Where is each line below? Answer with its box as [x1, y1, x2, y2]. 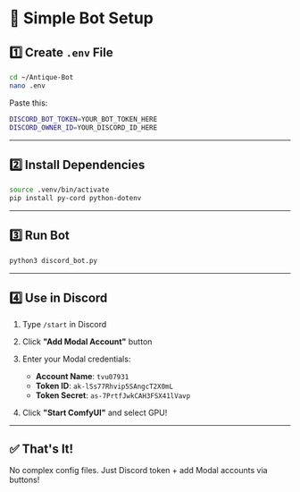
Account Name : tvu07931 [35, 370, 129, 381]
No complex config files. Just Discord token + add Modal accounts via [9, 465, 268, 476]
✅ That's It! [9, 441, 74, 456]
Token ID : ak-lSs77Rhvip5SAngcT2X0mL [35, 380, 174, 391]
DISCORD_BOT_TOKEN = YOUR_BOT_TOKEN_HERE [9, 115, 158, 123]
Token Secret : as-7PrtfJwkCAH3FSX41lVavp [35, 389, 191, 401]
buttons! [9, 474, 40, 486]
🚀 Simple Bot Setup [9, 8, 154, 29]
